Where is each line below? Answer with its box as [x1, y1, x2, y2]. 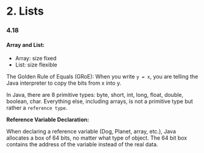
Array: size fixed [15, 55, 57, 62]
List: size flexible [15, 61, 58, 68]
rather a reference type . [6, 104, 68, 112]
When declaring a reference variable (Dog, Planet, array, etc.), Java [6, 128, 176, 135]
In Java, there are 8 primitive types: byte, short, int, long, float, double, [6, 91, 184, 99]
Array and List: [6, 41, 45, 48]
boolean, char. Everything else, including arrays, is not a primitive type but [6, 98, 194, 105]
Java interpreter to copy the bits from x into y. [6, 79, 122, 87]
